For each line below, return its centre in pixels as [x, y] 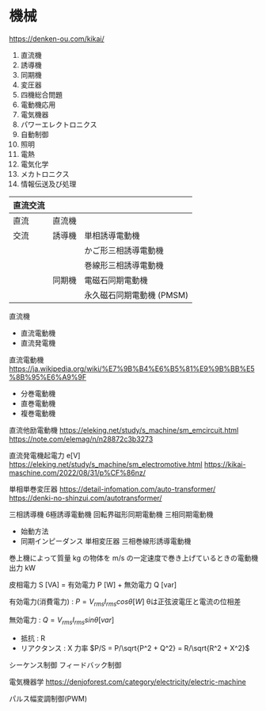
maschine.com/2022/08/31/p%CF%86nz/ [77, 472]
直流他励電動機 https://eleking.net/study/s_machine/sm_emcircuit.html [124, 430]
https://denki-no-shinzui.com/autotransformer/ [85, 498]
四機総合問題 [41, 94]
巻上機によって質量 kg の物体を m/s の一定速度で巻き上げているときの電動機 [134, 558]
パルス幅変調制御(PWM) [48, 698]
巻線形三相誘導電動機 [124, 265]
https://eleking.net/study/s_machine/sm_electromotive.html [106, 464]
